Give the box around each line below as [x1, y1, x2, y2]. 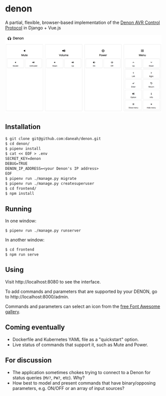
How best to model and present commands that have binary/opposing [12, 380, 156, 386]
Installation [5, 123, 41, 131]
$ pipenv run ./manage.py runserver [5, 228, 81, 233]
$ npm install [5, 191, 35, 196]
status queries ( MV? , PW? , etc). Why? [12, 375, 85, 381]
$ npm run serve [5, 252, 39, 257]
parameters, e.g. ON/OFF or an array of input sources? [12, 385, 125, 391]
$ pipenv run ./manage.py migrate [5, 176, 77, 181]
